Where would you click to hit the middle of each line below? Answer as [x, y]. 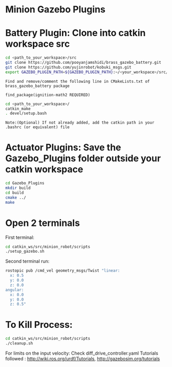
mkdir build [18, 188]
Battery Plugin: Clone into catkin [76, 33]
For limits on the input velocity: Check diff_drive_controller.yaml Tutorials [82, 353]
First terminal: [20, 237]
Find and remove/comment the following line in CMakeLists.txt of [78, 81]
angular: [15, 290]
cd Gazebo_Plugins [25, 183]
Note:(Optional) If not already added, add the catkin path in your [80, 123]
